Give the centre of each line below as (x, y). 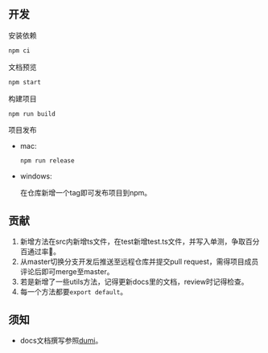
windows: (36, 176)
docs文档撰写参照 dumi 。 (61, 340)
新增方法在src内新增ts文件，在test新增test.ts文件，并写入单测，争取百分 (140, 242)
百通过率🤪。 (40, 252)
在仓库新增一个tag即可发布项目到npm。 (85, 193)
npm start (25, 82)
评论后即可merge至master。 (67, 272)
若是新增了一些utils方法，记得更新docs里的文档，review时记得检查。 (134, 282)
